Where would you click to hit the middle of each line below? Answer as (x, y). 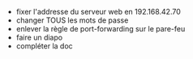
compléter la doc (44, 46)
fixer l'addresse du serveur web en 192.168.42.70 (98, 12)
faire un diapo (39, 37)
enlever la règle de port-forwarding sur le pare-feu (101, 29)
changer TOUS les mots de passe (72, 20)
